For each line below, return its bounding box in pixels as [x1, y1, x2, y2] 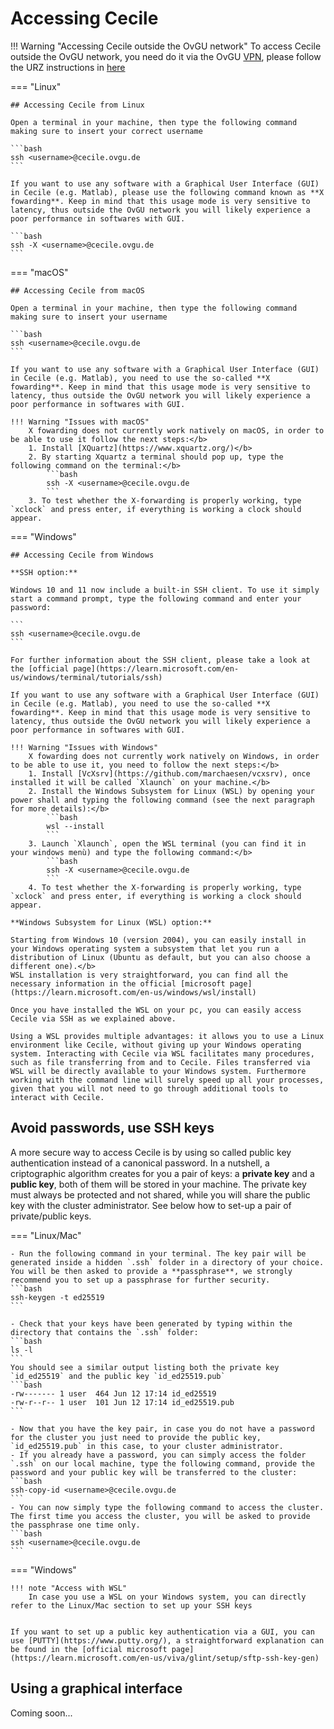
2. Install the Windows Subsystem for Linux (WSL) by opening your [28, 786, 315, 796]
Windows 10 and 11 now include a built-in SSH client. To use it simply [10, 585, 320, 595]
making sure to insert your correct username [10, 126, 203, 136]
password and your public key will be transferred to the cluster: [10, 1467, 298, 1477]
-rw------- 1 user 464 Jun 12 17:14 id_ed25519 [10, 1388, 217, 1399]
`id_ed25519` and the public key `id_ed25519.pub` [10, 1371, 226, 1381]
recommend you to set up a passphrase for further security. [10, 1275, 271, 1285]
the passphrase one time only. [10, 1520, 141, 1530]
